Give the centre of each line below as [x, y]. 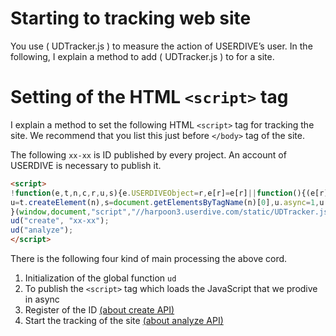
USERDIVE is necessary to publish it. [86, 165]
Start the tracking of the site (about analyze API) [124, 320]
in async [42, 299]
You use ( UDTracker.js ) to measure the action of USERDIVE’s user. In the [161, 46]
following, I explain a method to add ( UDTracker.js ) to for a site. [142, 56]
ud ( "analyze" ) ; [42, 230]
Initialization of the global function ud [100, 278]
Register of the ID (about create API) [99, 310]
